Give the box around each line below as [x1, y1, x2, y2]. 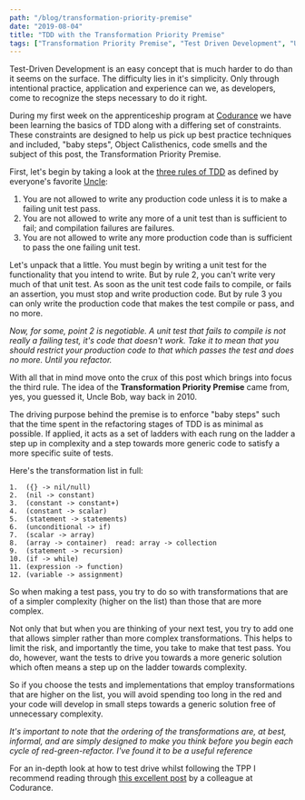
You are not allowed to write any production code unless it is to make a [22, 194, 288, 205]
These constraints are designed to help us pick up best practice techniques [9, 129, 292, 141]
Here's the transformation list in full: [9, 465, 143, 476]
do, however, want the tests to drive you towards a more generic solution [9, 652, 282, 664]
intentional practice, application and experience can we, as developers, [9, 83, 276, 94]
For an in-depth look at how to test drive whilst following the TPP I [9, 763, 256, 774]
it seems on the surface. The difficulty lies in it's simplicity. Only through [9, 74, 280, 85]
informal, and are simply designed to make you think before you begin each [9, 735, 293, 746]
